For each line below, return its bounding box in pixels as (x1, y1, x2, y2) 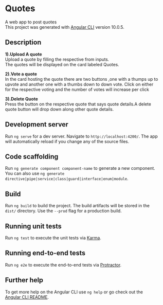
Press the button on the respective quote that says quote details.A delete (5, 101, 151, 107)
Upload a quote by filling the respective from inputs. (5, 56, 109, 62)
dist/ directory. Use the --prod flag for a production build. (5, 208, 122, 214)
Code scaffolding (5, 152, 58, 161)
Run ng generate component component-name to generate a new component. (5, 165, 156, 171)
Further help (5, 276, 44, 285)
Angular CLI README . (5, 294, 49, 300)
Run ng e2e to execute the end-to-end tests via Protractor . (5, 262, 122, 268)
